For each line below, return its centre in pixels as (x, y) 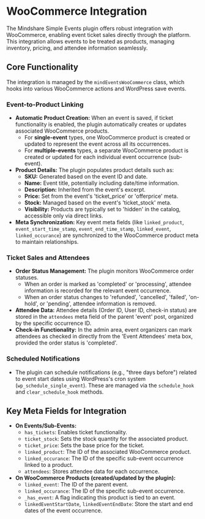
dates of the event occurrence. (63, 510)
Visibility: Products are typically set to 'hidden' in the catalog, (102, 209)
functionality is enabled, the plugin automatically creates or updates (101, 125)
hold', (31, 304)
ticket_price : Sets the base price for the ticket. (84, 445)
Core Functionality (42, 67)
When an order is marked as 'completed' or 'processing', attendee (108, 284)
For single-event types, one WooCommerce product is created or (107, 138)
